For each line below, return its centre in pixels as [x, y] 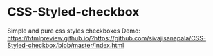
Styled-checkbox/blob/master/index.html [66, 45]
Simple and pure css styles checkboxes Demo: [74, 31]
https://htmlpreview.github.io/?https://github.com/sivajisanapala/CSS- [106, 38]
